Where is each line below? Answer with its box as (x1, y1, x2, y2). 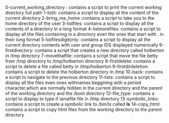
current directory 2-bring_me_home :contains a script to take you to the (5, 15, 155, 21)
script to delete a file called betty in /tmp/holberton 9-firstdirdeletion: (5, 63, 149, 69)
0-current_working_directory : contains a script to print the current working (5, 5, 162, 10)
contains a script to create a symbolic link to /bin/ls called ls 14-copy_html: (5, 101, 161, 107)
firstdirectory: (5, 48, 34, 53)
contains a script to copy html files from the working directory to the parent (5, 106, 162, 112)
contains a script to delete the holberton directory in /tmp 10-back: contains (5, 69, 163, 75)
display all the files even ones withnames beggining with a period (5, 79, 142, 86)
